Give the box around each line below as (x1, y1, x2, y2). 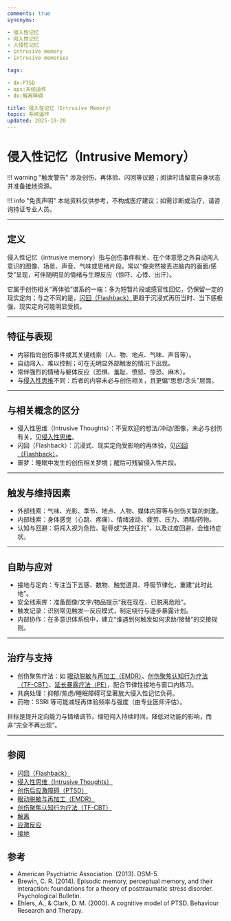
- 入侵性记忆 (7, 42, 39, 49)
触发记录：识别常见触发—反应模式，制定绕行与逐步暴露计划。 (16, 606, 192, 615)
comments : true (7, 10, 51, 17)
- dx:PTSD (7, 79, 36, 86)
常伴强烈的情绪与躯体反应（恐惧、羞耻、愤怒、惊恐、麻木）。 (16, 368, 189, 376)
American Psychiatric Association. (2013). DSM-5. (16, 870, 159, 878)
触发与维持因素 (7, 487, 71, 499)
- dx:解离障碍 (7, 92, 43, 99)
